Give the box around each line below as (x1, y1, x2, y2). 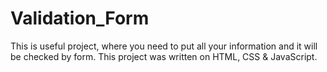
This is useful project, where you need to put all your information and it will (10, 40, 318, 52)
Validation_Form (10, 7, 150, 30)
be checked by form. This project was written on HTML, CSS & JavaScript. (10, 50, 318, 62)
